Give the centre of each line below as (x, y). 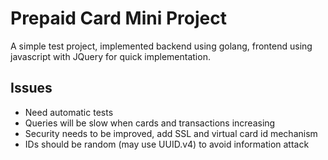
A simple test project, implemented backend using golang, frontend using (161, 46)
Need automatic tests (69, 112)
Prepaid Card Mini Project (118, 18)
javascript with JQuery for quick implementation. (110, 56)
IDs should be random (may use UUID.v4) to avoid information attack (167, 144)
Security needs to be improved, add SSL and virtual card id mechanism (171, 133)
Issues (31, 88)
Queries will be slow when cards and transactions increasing (150, 123)
